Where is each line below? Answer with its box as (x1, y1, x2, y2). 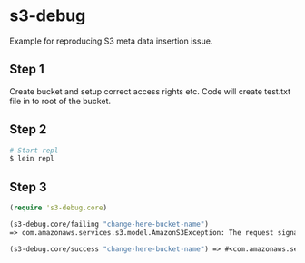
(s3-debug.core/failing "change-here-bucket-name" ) (9, 219, 209, 229)
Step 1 (9, 62, 45, 77)
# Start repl (9, 146, 59, 155)
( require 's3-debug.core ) (9, 203, 107, 213)
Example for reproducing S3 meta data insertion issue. (9, 35, 213, 46)
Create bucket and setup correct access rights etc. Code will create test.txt (9, 85, 291, 96)
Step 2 (9, 122, 47, 137)
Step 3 (9, 179, 47, 195)
